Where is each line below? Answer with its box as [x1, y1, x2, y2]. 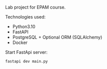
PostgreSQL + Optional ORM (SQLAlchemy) [12, 34, 102, 40]
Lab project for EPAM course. [5, 4, 66, 10]
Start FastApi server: [5, 49, 47, 55]
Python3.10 [12, 23, 36, 29]
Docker [12, 39, 28, 45]
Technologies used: [5, 14, 46, 19]
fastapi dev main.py [5, 59, 48, 64]
